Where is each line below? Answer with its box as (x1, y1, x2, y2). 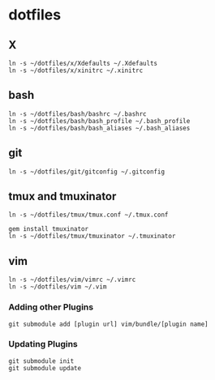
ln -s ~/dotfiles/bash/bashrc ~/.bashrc (8, 109, 148, 118)
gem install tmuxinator (8, 225, 89, 233)
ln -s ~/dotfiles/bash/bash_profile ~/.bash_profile (8, 117, 191, 125)
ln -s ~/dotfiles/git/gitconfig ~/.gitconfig (8, 168, 165, 176)
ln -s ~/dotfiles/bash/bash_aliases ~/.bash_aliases (8, 124, 191, 132)
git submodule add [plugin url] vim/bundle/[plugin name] (8, 320, 209, 328)
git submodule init (8, 357, 75, 365)
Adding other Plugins (8, 301, 94, 313)
